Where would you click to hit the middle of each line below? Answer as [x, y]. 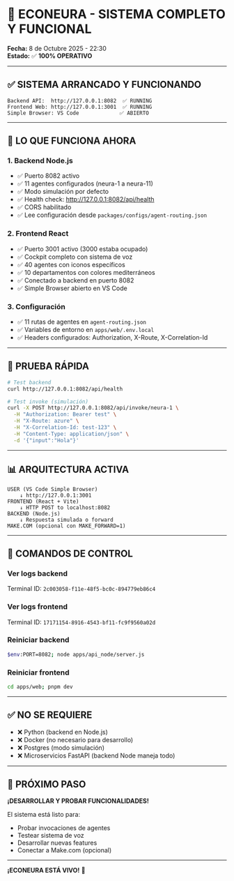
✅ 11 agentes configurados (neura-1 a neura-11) [85, 183]
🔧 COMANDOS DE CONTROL [70, 554]
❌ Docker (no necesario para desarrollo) [75, 739]
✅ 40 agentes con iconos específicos [71, 264]
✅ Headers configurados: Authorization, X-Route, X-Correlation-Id [112, 338]
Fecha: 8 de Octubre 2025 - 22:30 [57, 48]
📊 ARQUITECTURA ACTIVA [68, 470]
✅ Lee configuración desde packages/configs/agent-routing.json [112, 215]
